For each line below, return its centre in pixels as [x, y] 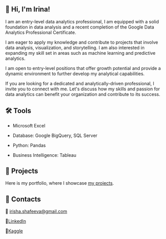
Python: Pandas [29, 145]
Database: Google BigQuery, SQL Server [55, 135]
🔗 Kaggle [14, 231]
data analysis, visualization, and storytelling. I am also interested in [75, 47]
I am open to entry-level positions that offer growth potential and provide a [83, 68]
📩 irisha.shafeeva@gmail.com [36, 212]
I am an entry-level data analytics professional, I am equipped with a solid [82, 21]
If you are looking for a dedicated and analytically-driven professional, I [80, 83]
